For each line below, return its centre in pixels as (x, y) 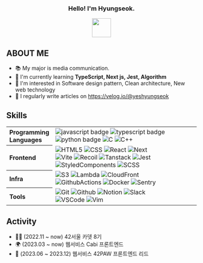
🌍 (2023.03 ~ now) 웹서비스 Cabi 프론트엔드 (69, 244)
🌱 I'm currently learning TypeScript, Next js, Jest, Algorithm (91, 77)
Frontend (23, 158)
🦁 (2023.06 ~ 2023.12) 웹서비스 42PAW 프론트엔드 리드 (82, 254)
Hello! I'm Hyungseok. (101, 8)
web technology (35, 90)
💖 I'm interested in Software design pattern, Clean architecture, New (100, 84)
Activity (22, 221)
